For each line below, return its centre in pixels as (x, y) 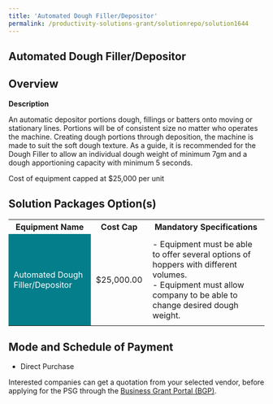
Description (29, 103)
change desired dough (195, 305)
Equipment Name (50, 227)
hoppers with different (195, 264)
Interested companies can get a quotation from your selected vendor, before (136, 382)
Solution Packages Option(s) (82, 204)
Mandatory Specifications (206, 227)
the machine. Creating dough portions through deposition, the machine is (131, 137)
